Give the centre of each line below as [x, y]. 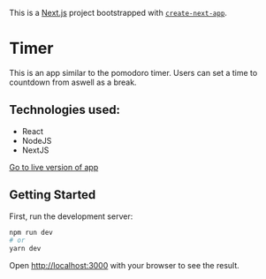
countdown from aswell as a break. [73, 82]
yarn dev [25, 249]
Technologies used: [65, 110]
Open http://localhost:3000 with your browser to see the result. [125, 266]
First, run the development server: [71, 216]
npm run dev [31, 232]
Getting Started [53, 195]
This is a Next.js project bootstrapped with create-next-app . [118, 13]
